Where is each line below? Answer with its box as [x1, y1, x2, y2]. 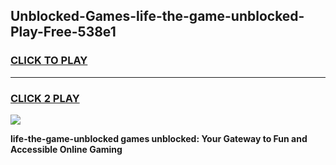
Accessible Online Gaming [10, 143, 123, 155]
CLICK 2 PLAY [10, 91, 80, 105]
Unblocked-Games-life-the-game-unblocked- [10, 8, 305, 25]
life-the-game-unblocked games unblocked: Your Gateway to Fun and [10, 132, 308, 144]
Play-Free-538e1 [10, 24, 117, 41]
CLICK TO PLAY [10, 54, 88, 68]
